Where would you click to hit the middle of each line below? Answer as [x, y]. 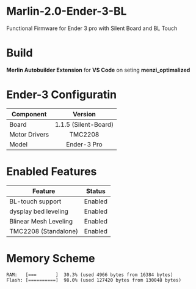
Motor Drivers [29, 134]
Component [29, 114]
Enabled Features [52, 171]
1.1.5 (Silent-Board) [84, 124]
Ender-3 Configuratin [62, 95]
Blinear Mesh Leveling [41, 221]
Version [84, 114]
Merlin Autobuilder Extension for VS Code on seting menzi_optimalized [98, 70]
